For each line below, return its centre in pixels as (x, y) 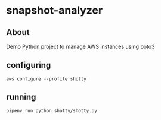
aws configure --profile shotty (46, 79)
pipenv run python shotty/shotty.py (52, 110)
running (21, 97)
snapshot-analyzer (55, 10)
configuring (29, 65)
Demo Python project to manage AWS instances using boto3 (80, 46)
